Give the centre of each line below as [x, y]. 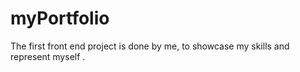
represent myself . [48, 56]
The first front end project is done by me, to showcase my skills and [150, 46]
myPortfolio [60, 18]
